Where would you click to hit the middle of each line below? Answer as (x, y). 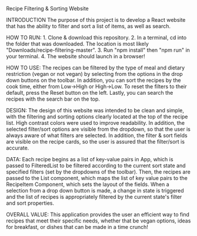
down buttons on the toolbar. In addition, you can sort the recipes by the (94, 80)
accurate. (18, 148)
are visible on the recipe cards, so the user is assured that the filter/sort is (96, 142)
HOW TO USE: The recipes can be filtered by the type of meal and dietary (96, 68)
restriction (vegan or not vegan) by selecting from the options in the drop (95, 74)
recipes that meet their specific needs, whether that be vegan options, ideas (98, 221)
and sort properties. (30, 203)
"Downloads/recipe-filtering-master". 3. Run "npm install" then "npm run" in (98, 50)
